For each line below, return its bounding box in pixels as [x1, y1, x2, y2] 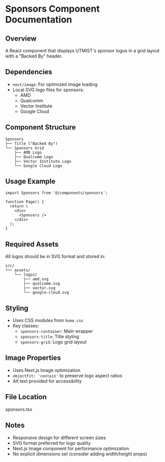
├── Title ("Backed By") [5, 141, 58, 146]
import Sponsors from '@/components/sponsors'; [5, 190, 108, 196]
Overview [5, 34, 37, 43]
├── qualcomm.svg [23, 281, 60, 286]
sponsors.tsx [5, 406, 32, 412]
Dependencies [5, 68, 52, 76]
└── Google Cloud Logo [14, 163, 62, 168]
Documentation [5, 14, 73, 25]
